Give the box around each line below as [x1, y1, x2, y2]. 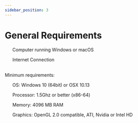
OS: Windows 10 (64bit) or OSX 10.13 [12, 81, 90, 88]
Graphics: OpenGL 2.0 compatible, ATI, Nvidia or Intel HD [12, 111, 133, 118]
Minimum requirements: [5, 72, 55, 78]
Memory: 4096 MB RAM [12, 101, 63, 108]
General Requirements [5, 29, 102, 41]
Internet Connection [12, 56, 55, 63]
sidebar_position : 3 [5, 7, 49, 13]
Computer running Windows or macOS [12, 47, 94, 53]
